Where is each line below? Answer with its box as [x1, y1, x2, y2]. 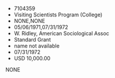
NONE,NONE [13, 18, 46, 24]
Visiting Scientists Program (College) [13, 11, 103, 18]
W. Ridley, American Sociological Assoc [13, 30, 109, 37]
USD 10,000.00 [13, 55, 51, 62]
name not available [13, 42, 60, 49]
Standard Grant [13, 36, 51, 43]
